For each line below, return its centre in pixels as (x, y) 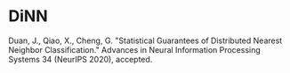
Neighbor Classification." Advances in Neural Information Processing (135, 49)
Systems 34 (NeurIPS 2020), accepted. (81, 59)
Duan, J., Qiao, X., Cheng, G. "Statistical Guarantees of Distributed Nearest (145, 40)
